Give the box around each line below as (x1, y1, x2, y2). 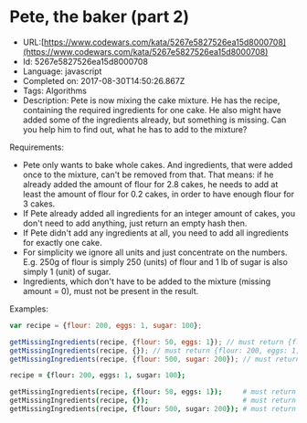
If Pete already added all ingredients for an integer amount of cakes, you (22, 207, 295, 218)
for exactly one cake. (22, 237, 102, 248)
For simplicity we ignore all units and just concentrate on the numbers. (22, 247, 288, 258)
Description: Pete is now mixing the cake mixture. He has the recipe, (22, 94, 281, 106)
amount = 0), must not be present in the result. (22, 285, 199, 296)
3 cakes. (22, 198, 56, 209)
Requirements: (9, 142, 64, 153)
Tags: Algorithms (22, 85, 87, 96)
